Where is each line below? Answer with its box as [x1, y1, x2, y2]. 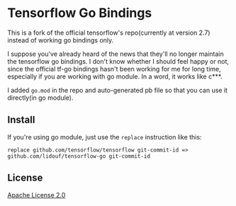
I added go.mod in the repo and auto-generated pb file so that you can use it [7, 86, 228, 94]
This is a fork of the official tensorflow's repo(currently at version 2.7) [7, 28, 210, 37]
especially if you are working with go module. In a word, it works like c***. [7, 72, 223, 81]
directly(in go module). [7, 93, 74, 102]
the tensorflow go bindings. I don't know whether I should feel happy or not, [7, 57, 229, 65]
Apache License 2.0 [7, 190, 66, 199]
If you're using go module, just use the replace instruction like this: [7, 132, 202, 141]
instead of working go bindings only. [7, 35, 114, 44]
